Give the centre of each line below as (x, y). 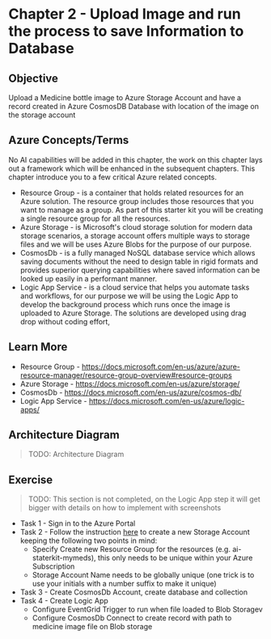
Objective (34, 78)
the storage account (42, 115)
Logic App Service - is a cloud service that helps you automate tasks (135, 287)
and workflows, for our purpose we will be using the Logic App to (129, 295)
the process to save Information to (126, 31)
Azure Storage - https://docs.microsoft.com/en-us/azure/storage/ (130, 383)
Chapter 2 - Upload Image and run (125, 14)
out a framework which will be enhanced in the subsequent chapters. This (132, 168)
